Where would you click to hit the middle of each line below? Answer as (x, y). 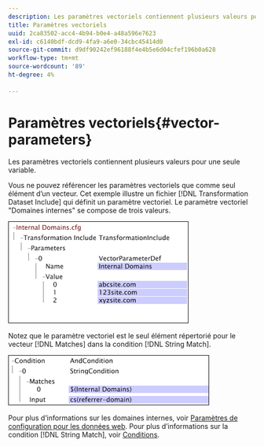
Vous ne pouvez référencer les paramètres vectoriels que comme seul (122, 185)
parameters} (50, 140)
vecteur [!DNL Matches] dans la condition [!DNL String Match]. (110, 344)
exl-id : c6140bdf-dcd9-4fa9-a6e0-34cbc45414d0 (86, 42)
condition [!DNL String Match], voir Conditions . (84, 434)
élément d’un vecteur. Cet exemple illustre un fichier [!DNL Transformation (128, 194)
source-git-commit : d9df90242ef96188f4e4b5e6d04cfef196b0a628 (112, 50)
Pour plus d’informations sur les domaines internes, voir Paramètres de (123, 418)
